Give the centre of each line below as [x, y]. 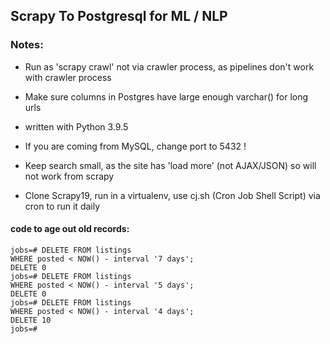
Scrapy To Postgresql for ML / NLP [119, 16]
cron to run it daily [62, 206]
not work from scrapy [69, 176]
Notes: [27, 45]
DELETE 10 [31, 320]
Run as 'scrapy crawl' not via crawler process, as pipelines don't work [169, 66]
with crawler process [68, 77]
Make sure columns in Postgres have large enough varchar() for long [166, 96]
